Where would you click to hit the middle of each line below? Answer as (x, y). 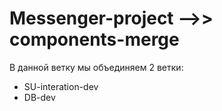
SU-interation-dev (61, 86)
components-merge (94, 39)
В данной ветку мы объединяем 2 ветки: (96, 67)
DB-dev (39, 97)
